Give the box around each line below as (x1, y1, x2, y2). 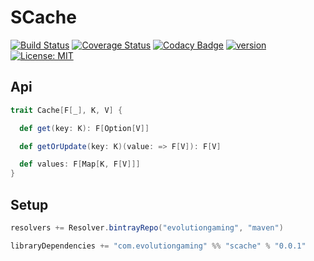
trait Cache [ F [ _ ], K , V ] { (10, 105, 123, 115)
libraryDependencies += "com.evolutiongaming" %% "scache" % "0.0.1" (10, 241, 307, 251)
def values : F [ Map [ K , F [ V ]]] (19, 159, 141, 170)
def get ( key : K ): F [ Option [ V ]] (19, 123, 150, 133)
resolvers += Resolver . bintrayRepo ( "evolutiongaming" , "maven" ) (10, 222, 284, 233)
